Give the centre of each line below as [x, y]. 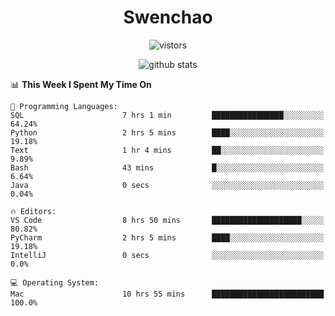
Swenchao [168, 17]
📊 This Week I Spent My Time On [81, 84]
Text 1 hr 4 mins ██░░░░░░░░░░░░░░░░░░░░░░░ [167, 150]
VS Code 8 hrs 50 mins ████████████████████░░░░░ [167, 220]
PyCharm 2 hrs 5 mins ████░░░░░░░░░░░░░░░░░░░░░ [167, 237]
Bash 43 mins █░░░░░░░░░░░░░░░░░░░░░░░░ [167, 167]
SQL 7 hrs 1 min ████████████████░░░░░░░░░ [167, 115]
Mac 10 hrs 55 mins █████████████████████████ [167, 294]
